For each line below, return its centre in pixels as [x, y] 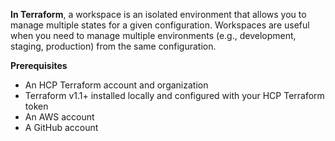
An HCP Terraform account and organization [116, 85]
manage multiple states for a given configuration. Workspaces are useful [160, 25]
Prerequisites [39, 65]
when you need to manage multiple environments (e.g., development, [153, 35]
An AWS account [59, 117]
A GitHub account [61, 127]
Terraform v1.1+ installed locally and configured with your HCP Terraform [174, 95]
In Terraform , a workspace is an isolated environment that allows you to [158, 14]
